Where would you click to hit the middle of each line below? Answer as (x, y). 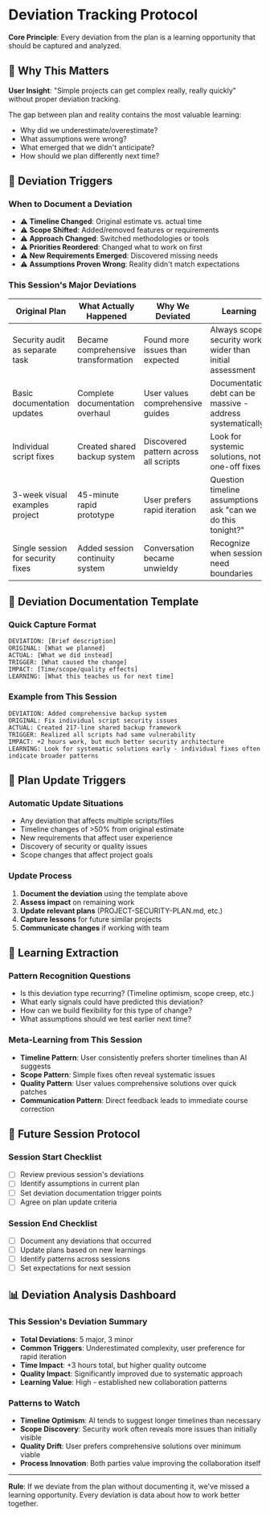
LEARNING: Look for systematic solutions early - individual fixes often (135, 749)
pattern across (171, 451)
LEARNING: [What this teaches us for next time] (91, 677)
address (225, 413)
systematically (237, 423)
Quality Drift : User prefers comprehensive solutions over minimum (130, 1446)
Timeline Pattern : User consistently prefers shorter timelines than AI (133, 1057)
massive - (229, 403)
